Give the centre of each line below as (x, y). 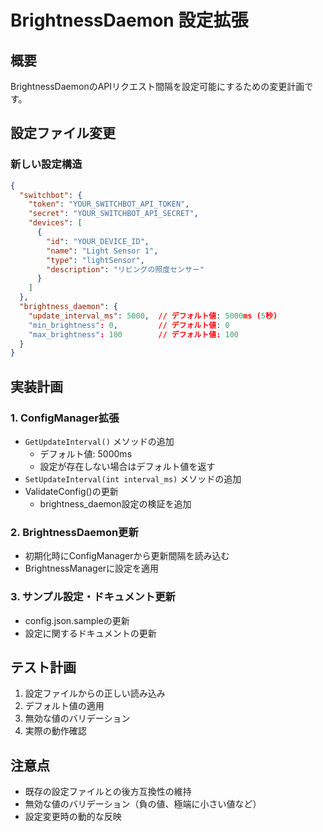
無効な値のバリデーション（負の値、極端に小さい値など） (143, 804)
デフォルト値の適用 (64, 706)
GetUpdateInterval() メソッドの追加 (99, 441)
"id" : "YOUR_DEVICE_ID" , (98, 241)
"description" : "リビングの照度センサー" (125, 269)
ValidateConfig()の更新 (71, 491)
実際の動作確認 (55, 731)
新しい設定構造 (46, 164)
